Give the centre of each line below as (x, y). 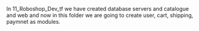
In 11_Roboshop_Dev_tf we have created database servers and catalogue (98, 9)
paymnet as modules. (34, 22)
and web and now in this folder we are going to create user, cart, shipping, (100, 15)
